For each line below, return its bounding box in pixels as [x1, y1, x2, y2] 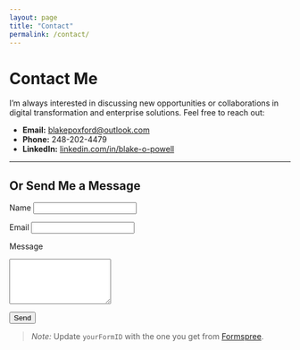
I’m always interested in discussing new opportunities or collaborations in [9, 98, 279, 108]
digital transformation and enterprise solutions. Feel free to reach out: [9, 107, 265, 118]
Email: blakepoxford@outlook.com [21, 124, 150, 135]
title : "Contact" [9, 21, 74, 30]
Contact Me [9, 68, 98, 89]
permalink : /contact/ [9, 30, 90, 38]
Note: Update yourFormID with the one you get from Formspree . [30, 331, 264, 342]
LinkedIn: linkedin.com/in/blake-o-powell [21, 144, 175, 155]
